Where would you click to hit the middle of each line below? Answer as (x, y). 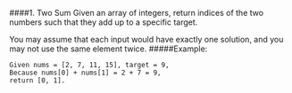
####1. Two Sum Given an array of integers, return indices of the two (137, 13)
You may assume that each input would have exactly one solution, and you (146, 39)
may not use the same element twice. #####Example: (108, 49)
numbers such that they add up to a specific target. (104, 22)
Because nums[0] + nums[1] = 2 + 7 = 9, (86, 73)
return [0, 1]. (38, 81)
